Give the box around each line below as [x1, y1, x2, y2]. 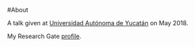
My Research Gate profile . [7, 32, 82, 40]
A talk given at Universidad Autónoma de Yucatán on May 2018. [7, 19, 189, 27]
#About [7, 6, 29, 14]
